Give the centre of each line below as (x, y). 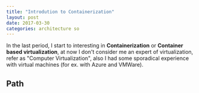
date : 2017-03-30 (28, 23)
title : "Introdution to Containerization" (60, 12)
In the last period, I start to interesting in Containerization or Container (95, 46)
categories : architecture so (43, 28)
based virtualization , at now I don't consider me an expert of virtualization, (100, 52)
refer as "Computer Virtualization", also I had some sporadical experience (98, 58)
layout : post (23, 17)
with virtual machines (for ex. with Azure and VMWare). (75, 65)
